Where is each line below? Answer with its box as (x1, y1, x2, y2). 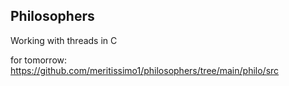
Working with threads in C (10, 34, 118, 46)
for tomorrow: (10, 54, 68, 66)
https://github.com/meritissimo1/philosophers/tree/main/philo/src (10, 64, 280, 76)
